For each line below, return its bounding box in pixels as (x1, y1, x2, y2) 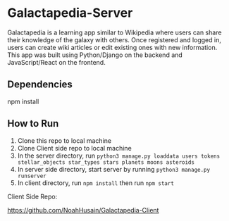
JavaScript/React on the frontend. (7, 58, 106, 66)
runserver (17, 172, 47, 179)
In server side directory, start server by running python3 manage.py (17, 165, 210, 173)
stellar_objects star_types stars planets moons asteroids (17, 158, 195, 166)
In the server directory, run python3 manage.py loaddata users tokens (17, 151, 221, 160)
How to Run (7, 118, 59, 130)
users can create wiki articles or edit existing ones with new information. (7, 43, 218, 51)
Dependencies (7, 79, 73, 91)
